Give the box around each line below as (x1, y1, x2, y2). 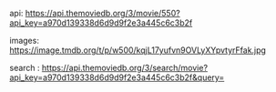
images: (9, 36, 39, 46)
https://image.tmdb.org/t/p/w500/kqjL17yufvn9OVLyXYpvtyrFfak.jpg (9, 45, 267, 56)
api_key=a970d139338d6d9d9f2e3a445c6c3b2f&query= (9, 72, 225, 83)
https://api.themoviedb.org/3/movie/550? (25, 8, 180, 18)
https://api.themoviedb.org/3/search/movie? (41, 63, 208, 73)
